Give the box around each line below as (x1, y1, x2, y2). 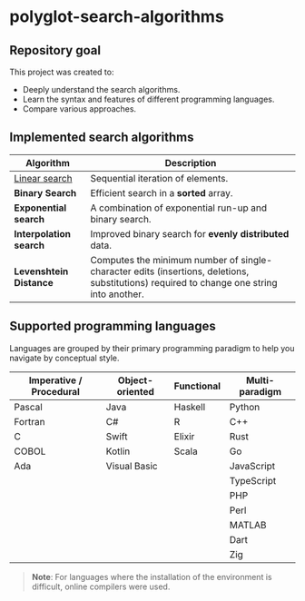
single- (240, 253, 272, 266)
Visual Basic (105, 459, 158, 472)
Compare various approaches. (22, 103, 137, 114)
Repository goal (9, 43, 102, 58)
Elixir (173, 429, 195, 442)
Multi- (245, 374, 275, 387)
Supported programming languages (9, 319, 216, 334)
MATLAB (229, 518, 267, 531)
